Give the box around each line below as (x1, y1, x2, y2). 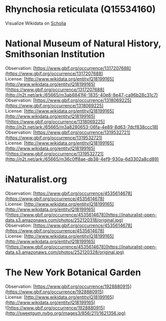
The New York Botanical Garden (5, 267, 141, 278)
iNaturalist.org (5, 174, 67, 185)
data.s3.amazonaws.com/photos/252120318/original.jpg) (5, 217, 123, 223)
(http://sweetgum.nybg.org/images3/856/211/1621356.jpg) (5, 310, 126, 316)
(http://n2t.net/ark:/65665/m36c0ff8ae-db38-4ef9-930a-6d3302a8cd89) (5, 156, 159, 162)
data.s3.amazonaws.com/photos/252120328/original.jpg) (5, 249, 124, 255)
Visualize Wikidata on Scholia (5, 20, 66, 26)
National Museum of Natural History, (5, 38, 161, 49)
